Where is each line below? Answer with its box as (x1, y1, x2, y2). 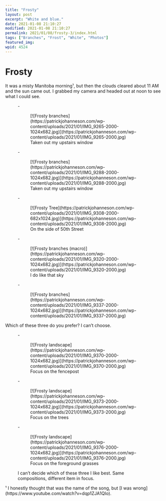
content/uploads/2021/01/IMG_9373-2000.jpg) (30, 409, 126, 415)
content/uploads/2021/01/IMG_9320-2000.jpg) (30, 266, 126, 273)
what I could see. (5, 93, 41, 99)
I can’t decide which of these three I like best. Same (17, 470, 124, 476)
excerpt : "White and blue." (5, 17, 64, 22)
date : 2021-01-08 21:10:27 (5, 21, 61, 27)
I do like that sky (30, 272, 64, 278)
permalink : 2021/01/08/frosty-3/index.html (5, 31, 97, 36)
